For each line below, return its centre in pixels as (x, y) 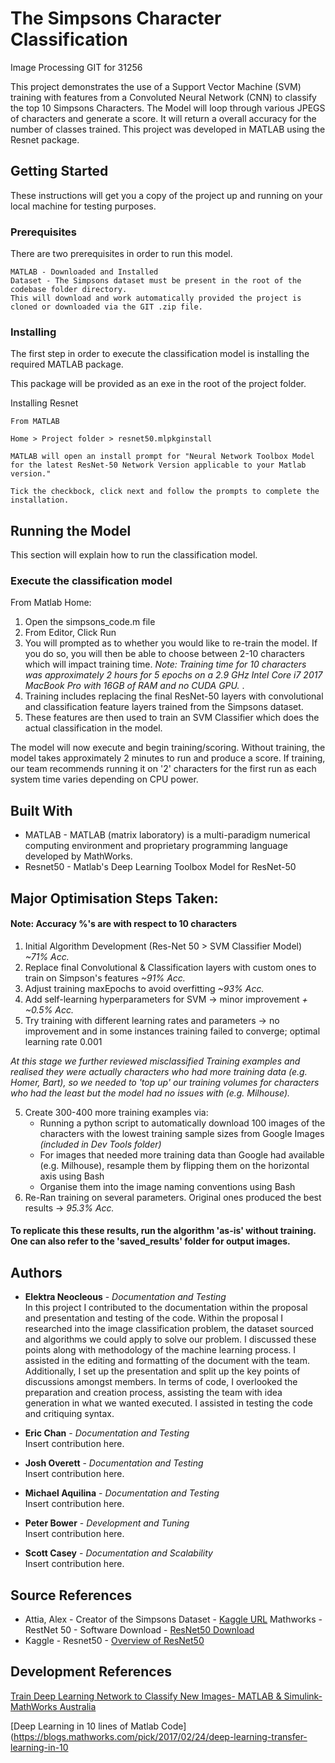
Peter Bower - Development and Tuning (107, 1523)
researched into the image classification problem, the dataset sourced (169, 1329)
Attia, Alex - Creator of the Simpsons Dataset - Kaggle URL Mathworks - (173, 1619)
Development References (91, 1672)
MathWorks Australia (53, 1706)
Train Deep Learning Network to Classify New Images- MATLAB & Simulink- (166, 1696)
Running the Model (71, 530)
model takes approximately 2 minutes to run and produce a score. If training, (168, 758)
